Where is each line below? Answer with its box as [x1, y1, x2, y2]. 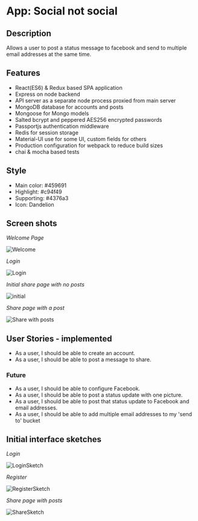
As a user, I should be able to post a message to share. [14, 356, 152, 363]
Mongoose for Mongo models [14, 110, 89, 117]
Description [6, 28, 51, 39]
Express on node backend [14, 90, 80, 98]
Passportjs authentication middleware [14, 122, 109, 130]
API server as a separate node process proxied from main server [14, 96, 176, 104]
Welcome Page [6, 234, 44, 242]
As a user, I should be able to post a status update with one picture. [14, 391, 183, 399]
